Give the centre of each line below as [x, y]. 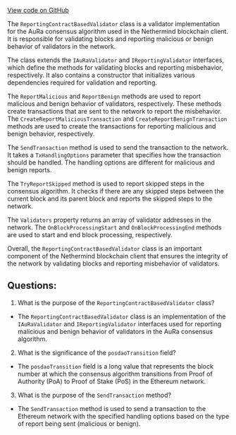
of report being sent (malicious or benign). [79, 424]
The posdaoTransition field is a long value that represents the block [115, 366]
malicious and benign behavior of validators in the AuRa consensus [115, 331]
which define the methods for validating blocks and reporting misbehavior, [115, 67]
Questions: [32, 286]
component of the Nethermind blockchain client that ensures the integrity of [118, 256]
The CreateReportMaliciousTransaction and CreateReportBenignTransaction [117, 119]
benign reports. [30, 170]
